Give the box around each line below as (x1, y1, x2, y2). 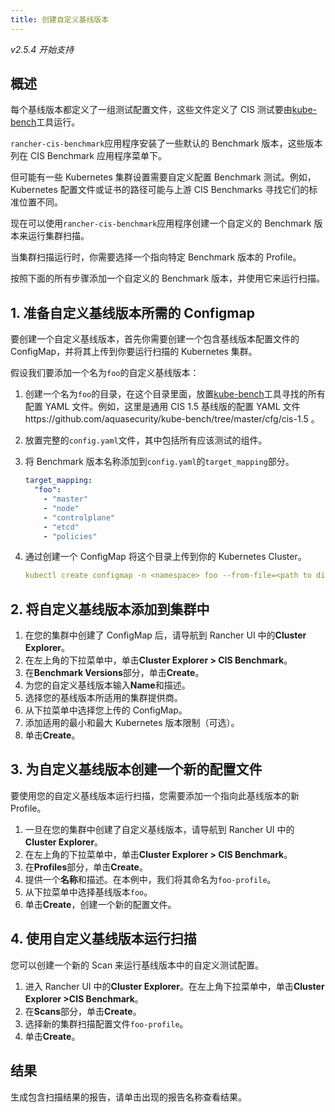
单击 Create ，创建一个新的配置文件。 (24, 898, 177, 910)
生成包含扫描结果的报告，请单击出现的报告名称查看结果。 (10, 1091, 247, 1103)
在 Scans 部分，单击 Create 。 (24, 1005, 142, 1017)
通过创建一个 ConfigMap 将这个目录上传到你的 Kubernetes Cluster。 (24, 551, 307, 563)
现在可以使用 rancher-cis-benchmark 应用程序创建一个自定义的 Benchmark (10, 217, 312, 230)
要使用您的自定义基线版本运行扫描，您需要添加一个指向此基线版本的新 (10, 789, 300, 801)
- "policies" (43, 531, 98, 541)
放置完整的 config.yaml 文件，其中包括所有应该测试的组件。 (24, 434, 268, 446)
